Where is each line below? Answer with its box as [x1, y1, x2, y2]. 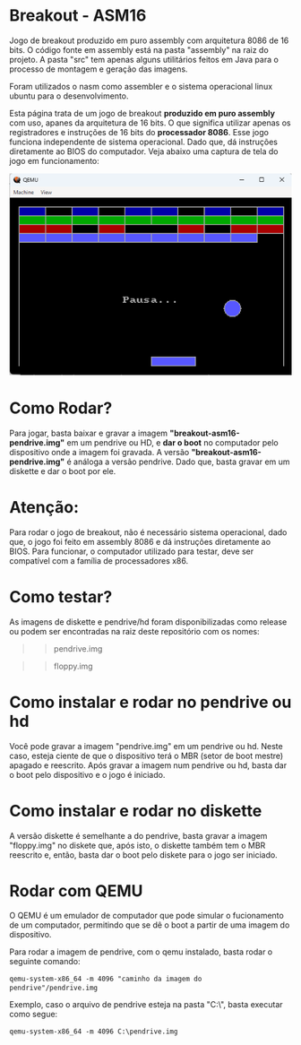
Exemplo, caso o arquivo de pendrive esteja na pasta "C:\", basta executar [9, 999, 284, 1010]
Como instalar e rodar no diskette [9, 800, 262, 821]
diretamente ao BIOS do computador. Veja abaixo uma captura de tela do [9, 145, 279, 157]
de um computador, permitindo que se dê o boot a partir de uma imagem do [9, 920, 290, 930]
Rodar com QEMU [9, 880, 143, 901]
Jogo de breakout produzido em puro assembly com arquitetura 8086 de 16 [9, 35, 289, 46]
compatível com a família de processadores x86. [9, 555, 189, 566]
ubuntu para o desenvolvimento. [9, 91, 129, 101]
